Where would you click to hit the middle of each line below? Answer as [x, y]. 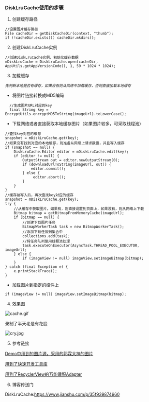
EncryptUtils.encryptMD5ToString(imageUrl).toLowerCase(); [66, 114]
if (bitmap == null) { [37, 217]
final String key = [29, 110]
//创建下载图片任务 [39, 223]
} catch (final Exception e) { [37, 267]
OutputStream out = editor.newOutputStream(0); [71, 160]
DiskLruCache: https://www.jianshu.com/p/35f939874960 [62, 394]
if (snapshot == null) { [30, 148]
